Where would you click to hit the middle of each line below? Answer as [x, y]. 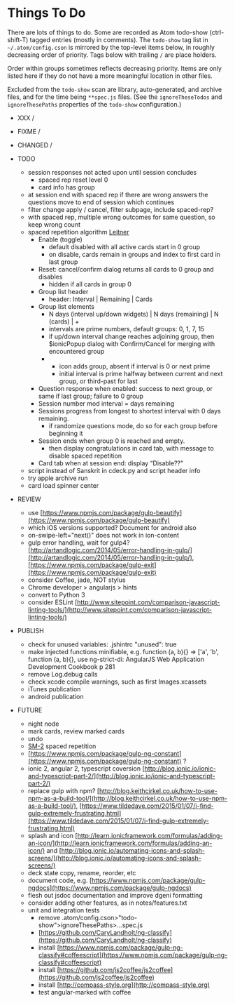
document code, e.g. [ [60, 880]
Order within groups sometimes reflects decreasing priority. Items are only [115, 68]
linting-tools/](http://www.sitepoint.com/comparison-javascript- [120, 609]
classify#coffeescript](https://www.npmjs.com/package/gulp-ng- [133, 955]
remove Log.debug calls [63, 674]
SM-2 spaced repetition [62, 746]
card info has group [67, 187]
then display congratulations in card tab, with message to [131, 448]
